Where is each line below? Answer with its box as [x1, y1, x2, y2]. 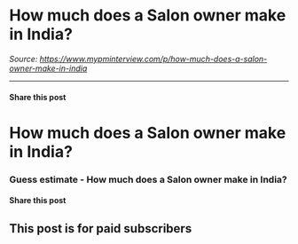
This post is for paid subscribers [9, 221, 192, 236]
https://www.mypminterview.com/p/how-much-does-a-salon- [39, 53, 268, 64]
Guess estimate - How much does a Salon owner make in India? [9, 173, 288, 185]
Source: [9, 53, 38, 64]
